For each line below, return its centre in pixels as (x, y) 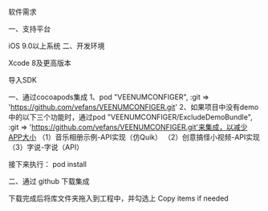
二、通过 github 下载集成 (49, 181)
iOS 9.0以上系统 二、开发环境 (57, 46)
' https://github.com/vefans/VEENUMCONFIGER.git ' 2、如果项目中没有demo (134, 107)
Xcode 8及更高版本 (40, 63)
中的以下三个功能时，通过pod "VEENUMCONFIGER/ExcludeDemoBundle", (130, 117)
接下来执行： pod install (47, 164)
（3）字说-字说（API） (46, 147)
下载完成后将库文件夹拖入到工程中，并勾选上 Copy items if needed (118, 198)
